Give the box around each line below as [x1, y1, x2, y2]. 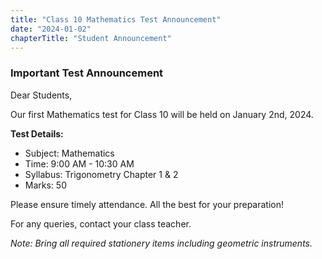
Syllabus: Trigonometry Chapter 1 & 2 [24, 168, 179, 180]
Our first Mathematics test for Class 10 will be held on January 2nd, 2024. [10, 108, 314, 120]
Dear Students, [10, 89, 73, 101]
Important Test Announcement [10, 66, 164, 80]
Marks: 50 [24, 179, 67, 191]
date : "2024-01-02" [10, 24, 92, 34]
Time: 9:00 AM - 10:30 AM [24, 157, 135, 170]
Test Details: [10, 127, 64, 140]
